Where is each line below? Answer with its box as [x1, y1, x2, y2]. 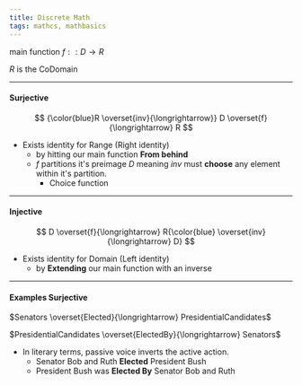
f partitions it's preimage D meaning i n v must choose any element [35, 158, 280, 169]
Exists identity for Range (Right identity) [22, 139, 170, 150]
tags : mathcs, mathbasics [9, 22, 106, 31]
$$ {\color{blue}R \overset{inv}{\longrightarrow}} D [34, 112, 226, 123]
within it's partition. [35, 168, 108, 179]
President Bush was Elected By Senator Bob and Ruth [35, 365, 235, 377]
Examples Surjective [9, 292, 88, 302]
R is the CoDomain [9, 64, 78, 74]
